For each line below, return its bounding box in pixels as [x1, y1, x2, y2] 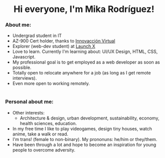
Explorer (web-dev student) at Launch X [12, 43, 95, 49]
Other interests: [12, 109, 45, 115]
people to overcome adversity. [12, 146, 75, 153]
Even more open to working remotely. [12, 80, 90, 86]
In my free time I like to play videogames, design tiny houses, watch [12, 125, 152, 131]
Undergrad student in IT [12, 32, 62, 38]
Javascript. [12, 54, 36, 60]
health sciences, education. [19, 120, 77, 126]
